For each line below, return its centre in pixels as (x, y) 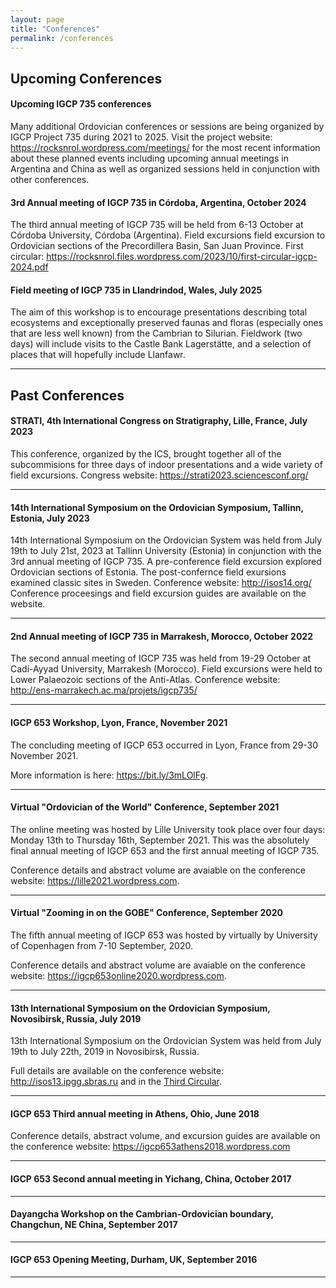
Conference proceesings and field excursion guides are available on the (158, 593)
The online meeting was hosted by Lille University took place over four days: (168, 829)
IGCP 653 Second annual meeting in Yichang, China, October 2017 (151, 1178)
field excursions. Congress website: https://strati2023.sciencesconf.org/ (159, 475)
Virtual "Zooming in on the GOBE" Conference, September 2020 (146, 913)
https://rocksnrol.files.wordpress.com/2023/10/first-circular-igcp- (182, 257)
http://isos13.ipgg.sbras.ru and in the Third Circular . (116, 1082)
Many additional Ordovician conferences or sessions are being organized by (167, 126)
